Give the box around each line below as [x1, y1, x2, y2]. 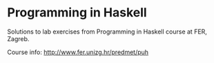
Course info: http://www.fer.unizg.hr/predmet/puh [7, 48, 149, 56]
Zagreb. [7, 34, 30, 42]
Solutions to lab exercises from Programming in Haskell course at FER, [7, 27, 207, 36]
